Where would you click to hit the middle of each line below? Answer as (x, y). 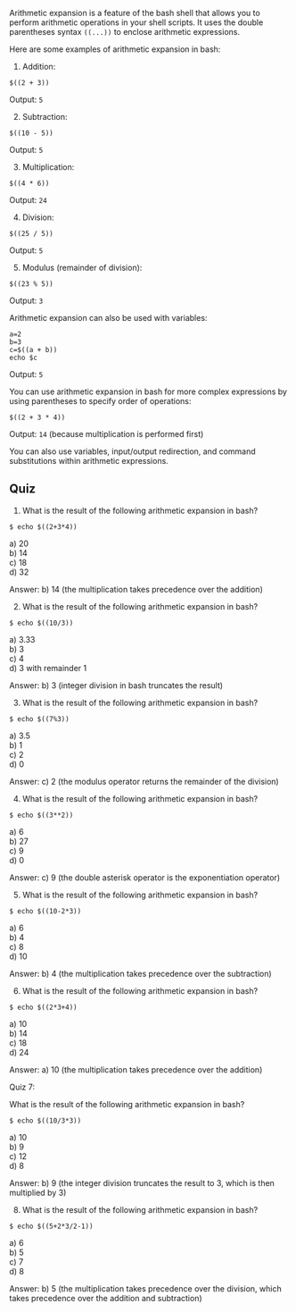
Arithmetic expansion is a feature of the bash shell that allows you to (135, 13)
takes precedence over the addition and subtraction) (106, 1298)
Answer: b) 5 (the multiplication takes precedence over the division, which (146, 1288)
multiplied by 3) (38, 1192)
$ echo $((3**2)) (41, 815)
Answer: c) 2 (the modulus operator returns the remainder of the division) (144, 781)
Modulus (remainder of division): (82, 268)
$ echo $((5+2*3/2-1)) (51, 1226)
